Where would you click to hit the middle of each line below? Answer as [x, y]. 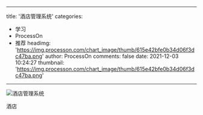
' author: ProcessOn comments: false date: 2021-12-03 [110, 56]
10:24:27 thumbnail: [40, 63]
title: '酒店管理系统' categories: [45, 16]
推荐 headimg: [33, 43]
